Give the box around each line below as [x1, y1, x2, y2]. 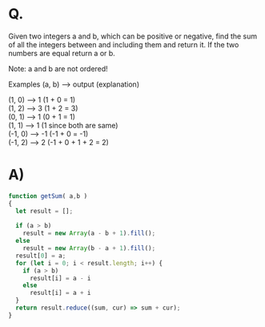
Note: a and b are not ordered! [8, 63, 108, 73]
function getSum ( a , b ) [8, 192, 88, 200]
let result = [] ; [15, 207, 74, 215]
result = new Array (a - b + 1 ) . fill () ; [22, 229, 156, 237]
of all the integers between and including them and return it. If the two [8, 39, 239, 49]
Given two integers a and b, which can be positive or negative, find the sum [8, 31, 258, 41]
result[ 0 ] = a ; [15, 252, 66, 260]
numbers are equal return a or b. [8, 48, 116, 58]
